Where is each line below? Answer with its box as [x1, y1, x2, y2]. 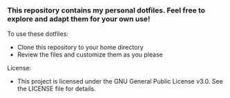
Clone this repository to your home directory [17, 43, 144, 52]
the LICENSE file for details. [17, 85, 96, 93]
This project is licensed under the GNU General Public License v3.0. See [17, 77, 223, 86]
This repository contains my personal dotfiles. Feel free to [7, 6, 206, 15]
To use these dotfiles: [7, 30, 69, 38]
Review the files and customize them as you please [17, 50, 164, 59]
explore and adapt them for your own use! [7, 14, 151, 23]
